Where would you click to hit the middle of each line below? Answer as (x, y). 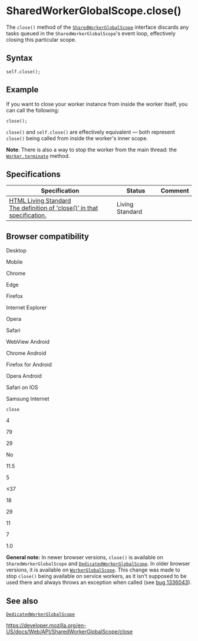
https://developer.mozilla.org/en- (46, 625)
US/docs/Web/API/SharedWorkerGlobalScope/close (70, 632)
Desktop (16, 251)
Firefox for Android (29, 365)
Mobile (14, 262)
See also (22, 601)
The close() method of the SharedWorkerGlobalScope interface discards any (98, 27)
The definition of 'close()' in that (54, 208)
